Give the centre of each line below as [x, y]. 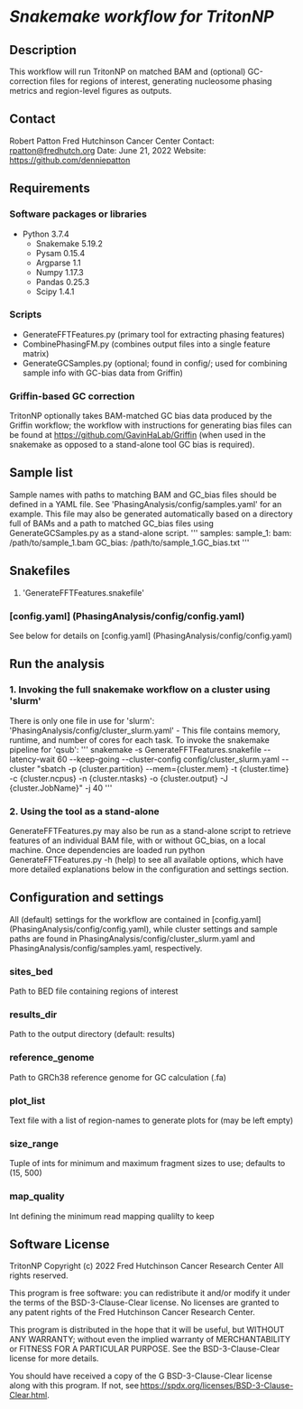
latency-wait [32, 759]
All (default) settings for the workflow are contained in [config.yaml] [135, 919]
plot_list [28, 1100]
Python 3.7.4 [46, 234]
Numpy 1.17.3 [60, 272]
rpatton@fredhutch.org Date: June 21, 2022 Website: [108, 150]
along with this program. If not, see [74, 1386]
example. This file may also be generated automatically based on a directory [151, 514]
